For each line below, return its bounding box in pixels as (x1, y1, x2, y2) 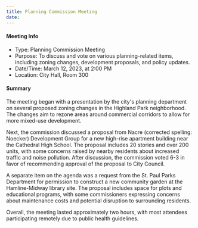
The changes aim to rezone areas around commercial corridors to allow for (6, 111, 190, 118)
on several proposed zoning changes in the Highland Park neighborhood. (6, 104, 186, 111)
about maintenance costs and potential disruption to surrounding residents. (6, 197, 191, 204)
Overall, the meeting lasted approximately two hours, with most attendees (6, 208, 188, 215)
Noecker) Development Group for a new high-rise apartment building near (6, 135, 188, 142)
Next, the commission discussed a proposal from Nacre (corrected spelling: (6, 129, 193, 136)
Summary (6, 85, 31, 92)
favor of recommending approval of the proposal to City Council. (6, 160, 165, 167)
